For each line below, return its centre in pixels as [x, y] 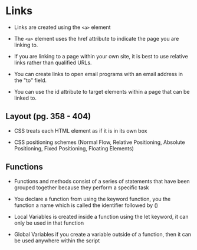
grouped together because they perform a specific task [81, 187]
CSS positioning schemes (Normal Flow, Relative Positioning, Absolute [99, 142]
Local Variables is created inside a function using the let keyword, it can [101, 216]
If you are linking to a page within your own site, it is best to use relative [101, 56]
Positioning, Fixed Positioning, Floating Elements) [74, 148]
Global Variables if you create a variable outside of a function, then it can [103, 234]
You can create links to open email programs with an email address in [98, 74]
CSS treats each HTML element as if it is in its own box [81, 130]
